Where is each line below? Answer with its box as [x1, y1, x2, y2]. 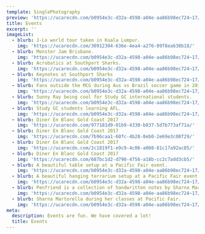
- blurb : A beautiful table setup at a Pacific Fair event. [12, 162, 168, 168]
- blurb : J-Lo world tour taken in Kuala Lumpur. [12, 37, 140, 43]
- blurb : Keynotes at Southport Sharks [12, 71, 113, 77]
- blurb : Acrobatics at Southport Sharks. [12, 60, 121, 66]
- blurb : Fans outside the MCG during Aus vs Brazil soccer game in [12, 83, 190, 89]
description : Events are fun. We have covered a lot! [12, 213, 151, 219]
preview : [6, 15, 29, 21]
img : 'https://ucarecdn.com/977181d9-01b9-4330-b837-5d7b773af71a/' [17, 122, 195, 129]
